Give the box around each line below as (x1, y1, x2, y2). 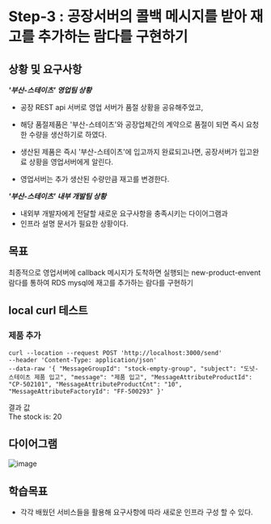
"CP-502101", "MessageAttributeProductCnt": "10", (8, 380, 183, 388)
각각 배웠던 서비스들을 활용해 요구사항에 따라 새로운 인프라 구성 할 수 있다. (19, 507, 253, 518)
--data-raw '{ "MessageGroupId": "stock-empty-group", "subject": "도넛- (8, 365, 259, 373)
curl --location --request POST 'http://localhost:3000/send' (8, 349, 222, 357)
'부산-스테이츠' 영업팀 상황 (8, 86, 92, 95)
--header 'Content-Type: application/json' (8, 356, 158, 364)
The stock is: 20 (8, 412, 62, 421)
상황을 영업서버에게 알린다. (28, 157, 114, 167)
